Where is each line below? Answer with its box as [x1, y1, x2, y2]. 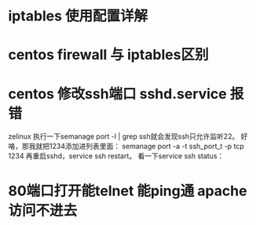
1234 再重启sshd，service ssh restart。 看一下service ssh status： [8, 151, 225, 161]
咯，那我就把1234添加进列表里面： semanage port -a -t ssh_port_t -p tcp [8, 142, 245, 151]
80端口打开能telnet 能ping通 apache [8, 182, 247, 200]
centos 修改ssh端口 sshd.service [8, 85, 228, 103]
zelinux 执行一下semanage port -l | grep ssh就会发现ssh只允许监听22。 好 [8, 132, 248, 141]
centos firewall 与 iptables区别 [8, 46, 209, 64]
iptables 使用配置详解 [8, 7, 148, 25]
